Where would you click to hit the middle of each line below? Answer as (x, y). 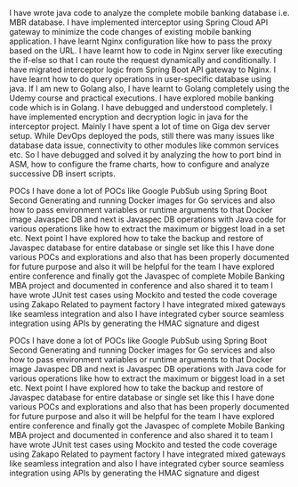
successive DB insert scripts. (62, 174)
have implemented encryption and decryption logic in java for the (129, 117)
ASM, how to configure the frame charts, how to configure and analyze (139, 164)
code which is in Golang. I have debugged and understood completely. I (141, 107)
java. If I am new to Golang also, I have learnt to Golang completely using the (149, 89)
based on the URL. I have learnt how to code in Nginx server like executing (146, 51)
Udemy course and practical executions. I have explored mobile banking (141, 98)
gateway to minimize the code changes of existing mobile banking (130, 32)
